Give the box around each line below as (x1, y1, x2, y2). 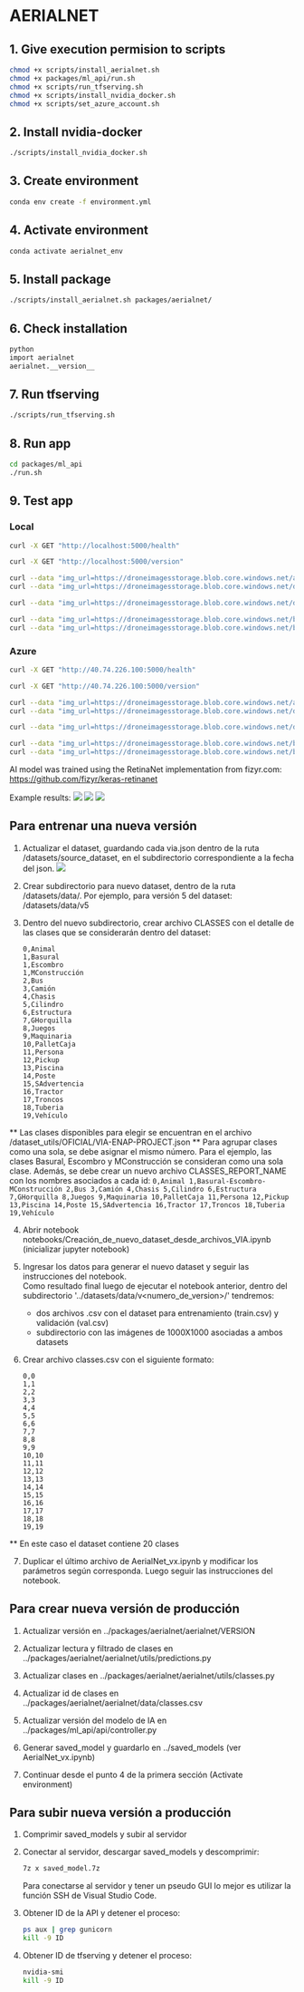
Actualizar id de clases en (22, 1687, 119, 1698)
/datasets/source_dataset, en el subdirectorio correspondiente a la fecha (22, 852, 294, 863)
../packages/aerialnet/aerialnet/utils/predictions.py (22, 1652, 212, 1663)
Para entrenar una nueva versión (9, 818, 197, 834)
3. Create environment (9, 173, 138, 189)
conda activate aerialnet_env (9, 247, 124, 256)
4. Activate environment (9, 223, 149, 238)
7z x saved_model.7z (22, 1864, 100, 1873)
